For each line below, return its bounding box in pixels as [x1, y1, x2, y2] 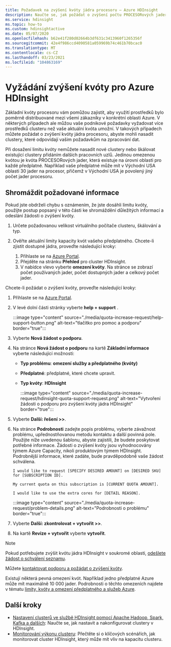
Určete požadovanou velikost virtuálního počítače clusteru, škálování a [12, 222, 161, 229]
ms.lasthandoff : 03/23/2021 [5, 55, 65, 60]
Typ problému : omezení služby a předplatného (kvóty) [20, 360, 138, 366]
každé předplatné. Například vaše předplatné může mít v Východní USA [5, 163, 156, 169]
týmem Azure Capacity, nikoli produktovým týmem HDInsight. [12, 447, 142, 454]
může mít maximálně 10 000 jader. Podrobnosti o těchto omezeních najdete [5, 581, 163, 587]
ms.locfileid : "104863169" [5, 60, 63, 65]
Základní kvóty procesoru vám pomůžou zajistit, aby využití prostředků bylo [5, 109, 164, 115]
